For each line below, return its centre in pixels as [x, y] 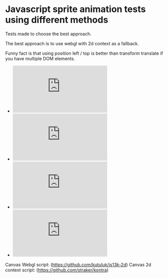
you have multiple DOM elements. [40, 58]
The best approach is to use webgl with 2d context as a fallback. [72, 43]
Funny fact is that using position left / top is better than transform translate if [84, 53]
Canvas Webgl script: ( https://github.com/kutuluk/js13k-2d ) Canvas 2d [78, 264]
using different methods [57, 20]
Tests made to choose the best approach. [48, 34]
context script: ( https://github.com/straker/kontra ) [57, 270]
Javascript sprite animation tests [75, 9]
